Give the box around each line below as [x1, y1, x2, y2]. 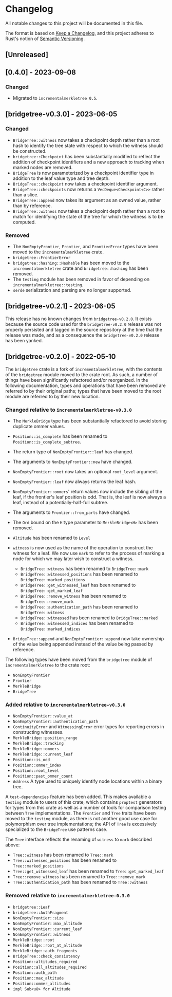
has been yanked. [5, 337, 43, 343]
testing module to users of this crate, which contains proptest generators [5, 799, 162, 805]
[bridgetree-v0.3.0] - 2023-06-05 [5, 110, 118, 119]
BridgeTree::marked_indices [20, 626, 81, 632]
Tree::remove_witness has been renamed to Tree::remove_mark [12, 874, 146, 880]
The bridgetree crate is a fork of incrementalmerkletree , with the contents [5, 366, 163, 372]
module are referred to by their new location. [5, 393, 100, 399]
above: [5, 842, 20, 848]
